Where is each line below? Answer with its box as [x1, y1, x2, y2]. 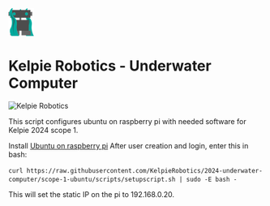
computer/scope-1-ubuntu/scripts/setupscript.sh [8, 175, 176, 183]
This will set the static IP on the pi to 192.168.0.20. [8, 189, 175, 199]
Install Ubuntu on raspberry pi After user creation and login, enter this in [8, 140, 249, 150]
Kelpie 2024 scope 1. [8, 125, 79, 135]
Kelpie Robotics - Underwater [8, 57, 212, 75]
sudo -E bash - [186, 175, 238, 183]
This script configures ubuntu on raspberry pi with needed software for [8, 116, 246, 126]
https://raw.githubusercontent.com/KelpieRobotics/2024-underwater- [26, 166, 264, 174]
